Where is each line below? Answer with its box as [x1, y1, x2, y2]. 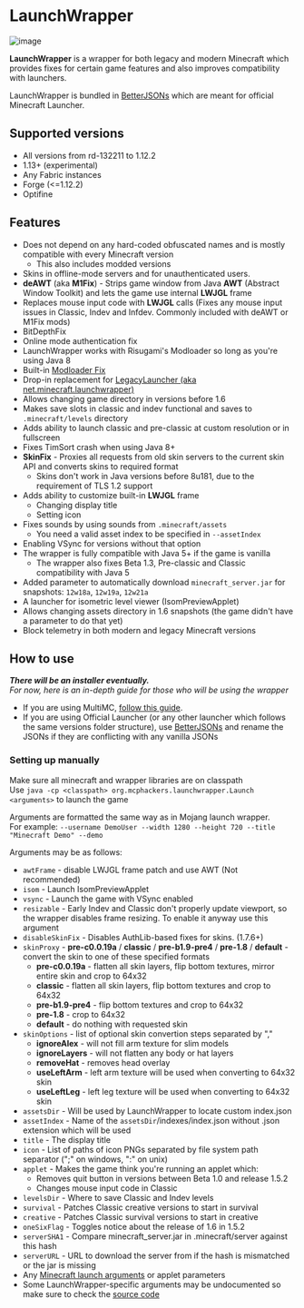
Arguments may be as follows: [9, 846, 123, 858]
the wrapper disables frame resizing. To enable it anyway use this [22, 912, 269, 923]
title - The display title [22, 1134, 112, 1145]
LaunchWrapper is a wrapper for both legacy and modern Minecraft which [9, 53, 289, 64]
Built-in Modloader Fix [22, 364, 106, 375]
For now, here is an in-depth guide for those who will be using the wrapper [9, 684, 289, 695]
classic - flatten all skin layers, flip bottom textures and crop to [35, 979, 271, 990]
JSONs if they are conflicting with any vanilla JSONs [22, 732, 219, 743]
